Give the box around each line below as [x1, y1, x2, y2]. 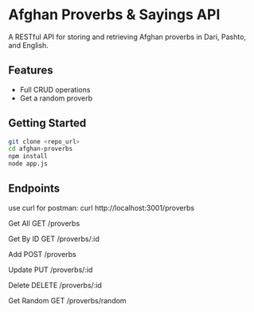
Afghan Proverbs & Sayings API [8, 6, 221, 24]
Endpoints [8, 182, 61, 195]
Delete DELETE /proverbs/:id [8, 280, 102, 290]
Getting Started [8, 117, 87, 130]
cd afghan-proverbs [8, 145, 73, 153]
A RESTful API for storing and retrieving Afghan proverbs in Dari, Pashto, [8, 32, 247, 41]
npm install [8, 152, 48, 160]
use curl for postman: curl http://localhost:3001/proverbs [8, 203, 195, 212]
